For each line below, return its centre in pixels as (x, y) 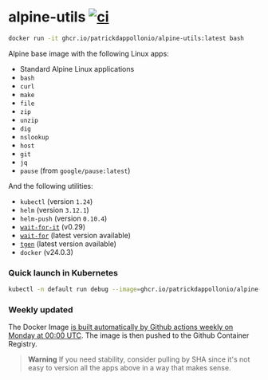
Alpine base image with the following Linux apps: (89, 53)
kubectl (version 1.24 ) (56, 201)
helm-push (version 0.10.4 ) (63, 218)
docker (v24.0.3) (47, 252)
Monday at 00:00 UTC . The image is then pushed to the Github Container (129, 335)
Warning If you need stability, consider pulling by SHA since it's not (139, 359)
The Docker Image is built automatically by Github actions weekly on (121, 327)
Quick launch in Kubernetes (63, 272)
